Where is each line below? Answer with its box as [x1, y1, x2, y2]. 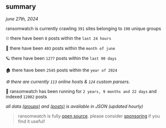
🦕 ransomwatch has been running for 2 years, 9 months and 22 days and [5, 88, 157, 94]
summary [5, 2, 36, 11]
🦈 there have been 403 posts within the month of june [5, 45, 115, 51]
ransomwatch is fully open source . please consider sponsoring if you [17, 113, 160, 119]
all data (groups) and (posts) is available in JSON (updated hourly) [5, 103, 144, 109]
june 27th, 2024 [5, 15, 39, 21]
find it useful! [17, 118, 45, 124]
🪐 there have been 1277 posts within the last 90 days [5, 55, 117, 61]
